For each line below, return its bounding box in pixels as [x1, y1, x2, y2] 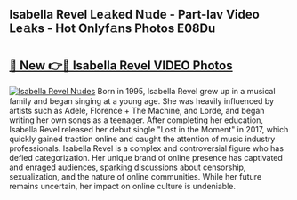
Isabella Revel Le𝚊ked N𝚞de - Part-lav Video [9, 7, 260, 22]
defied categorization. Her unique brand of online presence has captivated [9, 153, 283, 163]
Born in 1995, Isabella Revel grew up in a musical [97, 86, 276, 96]
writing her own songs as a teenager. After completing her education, [9, 115, 264, 125]
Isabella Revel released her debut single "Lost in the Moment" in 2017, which [9, 124, 289, 134]
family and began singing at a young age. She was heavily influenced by [9, 96, 274, 106]
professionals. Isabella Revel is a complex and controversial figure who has [9, 143, 285, 154]
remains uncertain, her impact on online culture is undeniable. [9, 181, 237, 191]
